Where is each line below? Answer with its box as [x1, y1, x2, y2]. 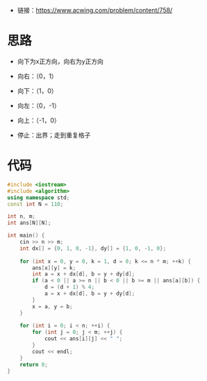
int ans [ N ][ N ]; [7, 219, 51, 227]
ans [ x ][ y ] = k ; [32, 264, 76, 271]
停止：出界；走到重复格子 [17, 130, 91, 139]
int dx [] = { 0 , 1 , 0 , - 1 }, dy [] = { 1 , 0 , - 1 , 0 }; [19, 245, 167, 252]
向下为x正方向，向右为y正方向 [17, 57, 104, 65]
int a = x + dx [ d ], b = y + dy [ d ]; [32, 271, 135, 278]
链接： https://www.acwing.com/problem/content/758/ [17, 6, 173, 14]
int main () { [7, 232, 45, 239]
